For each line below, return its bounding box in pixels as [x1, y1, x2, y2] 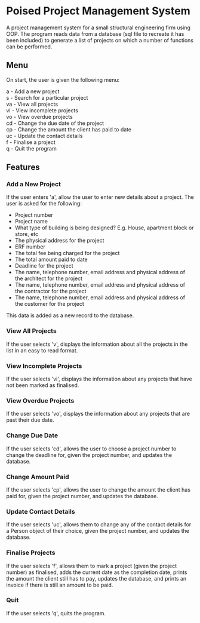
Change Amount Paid [6, 472, 69, 481]
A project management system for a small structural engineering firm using [6, 24, 191, 31]
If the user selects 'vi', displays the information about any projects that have [6, 375, 192, 383]
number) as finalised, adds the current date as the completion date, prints [6, 569, 187, 576]
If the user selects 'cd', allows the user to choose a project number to [6, 445, 177, 452]
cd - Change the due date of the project [6, 119, 104, 127]
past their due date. [6, 416, 55, 423]
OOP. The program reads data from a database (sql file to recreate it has [6, 30, 184, 37]
